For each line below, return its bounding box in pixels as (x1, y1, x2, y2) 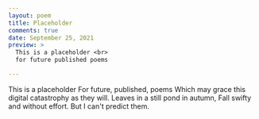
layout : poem (8, 11, 52, 20)
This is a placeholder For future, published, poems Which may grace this (8, 84, 246, 94)
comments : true (8, 26, 59, 34)
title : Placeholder (8, 19, 73, 27)
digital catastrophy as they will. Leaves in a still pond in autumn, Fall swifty (8, 93, 252, 102)
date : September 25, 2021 (8, 33, 94, 42)
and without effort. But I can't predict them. (8, 101, 149, 111)
